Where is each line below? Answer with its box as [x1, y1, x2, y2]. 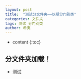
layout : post [5, 7, 32, 12]
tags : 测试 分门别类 [5, 21, 43, 26]
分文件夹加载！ [5, 55, 51, 63]
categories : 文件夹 [5, 16, 43, 21]
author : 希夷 [5, 26, 31, 31]
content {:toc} [12, 39, 41, 45]
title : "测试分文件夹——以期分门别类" [5, 12, 77, 17]
